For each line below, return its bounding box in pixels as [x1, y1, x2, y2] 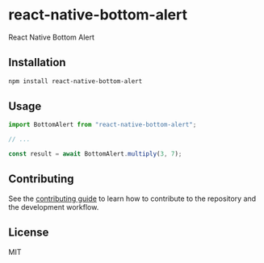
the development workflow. [8, 202, 99, 211]
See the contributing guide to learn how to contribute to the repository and [8, 194, 257, 203]
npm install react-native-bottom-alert [8, 77, 143, 86]
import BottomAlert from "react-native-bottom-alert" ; [8, 121, 197, 129]
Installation [8, 56, 66, 69]
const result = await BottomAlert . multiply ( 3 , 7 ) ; [8, 150, 182, 158]
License [8, 226, 49, 240]
